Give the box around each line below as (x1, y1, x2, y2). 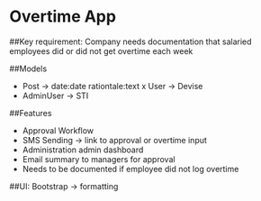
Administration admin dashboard (22, 144, 144, 155)
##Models (9, 63, 48, 74)
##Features (9, 107, 52, 118)
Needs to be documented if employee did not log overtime (22, 163, 239, 174)
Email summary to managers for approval (22, 153, 175, 164)
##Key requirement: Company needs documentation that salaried (9, 36, 252, 47)
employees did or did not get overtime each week (9, 45, 193, 56)
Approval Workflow (22, 124, 94, 136)
